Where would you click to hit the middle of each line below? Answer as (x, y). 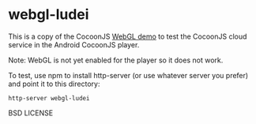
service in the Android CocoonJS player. (74, 44)
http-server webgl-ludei (49, 98)
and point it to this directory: (54, 84)
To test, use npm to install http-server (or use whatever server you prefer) (128, 75)
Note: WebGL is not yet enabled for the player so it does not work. (116, 60)
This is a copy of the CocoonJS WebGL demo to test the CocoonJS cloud (128, 36)
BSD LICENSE (31, 113)
